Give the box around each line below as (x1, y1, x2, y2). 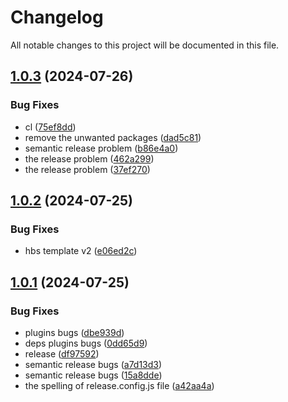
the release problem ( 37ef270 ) (24, 163, 151, 175)
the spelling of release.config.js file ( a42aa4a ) (24, 380, 215, 391)
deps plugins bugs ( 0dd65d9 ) (24, 337, 148, 349)
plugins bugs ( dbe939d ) (24, 327, 125, 338)
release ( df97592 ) (24, 348, 100, 360)
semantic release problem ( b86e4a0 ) (24, 142, 179, 154)
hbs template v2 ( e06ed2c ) (24, 245, 138, 257)
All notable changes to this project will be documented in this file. (10, 39, 280, 51)
